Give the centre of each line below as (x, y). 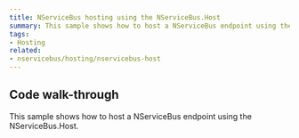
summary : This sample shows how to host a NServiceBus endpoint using (143, 26)
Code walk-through (64, 95)
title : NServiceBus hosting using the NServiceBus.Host (115, 17)
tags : (19, 34)
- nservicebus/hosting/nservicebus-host (85, 59)
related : (25, 51)
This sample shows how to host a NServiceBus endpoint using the (130, 116)
